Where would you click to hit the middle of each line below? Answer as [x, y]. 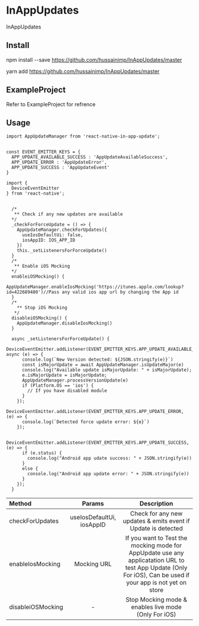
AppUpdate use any [156, 553]
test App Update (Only [156, 568]
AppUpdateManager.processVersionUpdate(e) [75, 380]
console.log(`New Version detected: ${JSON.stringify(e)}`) [97, 360]
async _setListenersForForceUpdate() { [61, 339]
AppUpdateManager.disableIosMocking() [65, 323]
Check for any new [156, 514]
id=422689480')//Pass [33, 292]
